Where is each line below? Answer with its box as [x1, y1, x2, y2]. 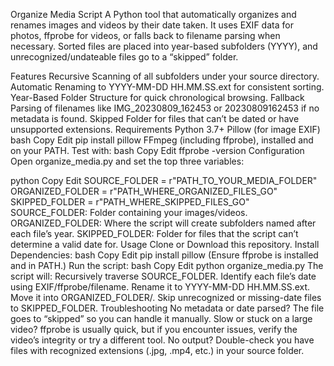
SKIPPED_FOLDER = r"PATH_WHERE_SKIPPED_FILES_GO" [10, 196, 250, 208]
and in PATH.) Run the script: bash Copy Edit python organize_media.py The [10, 260, 324, 271]
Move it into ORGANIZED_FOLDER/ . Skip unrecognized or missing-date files [10, 292, 322, 303]
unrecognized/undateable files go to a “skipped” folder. [10, 51, 239, 63]
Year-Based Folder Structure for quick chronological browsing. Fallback [10, 92, 305, 103]
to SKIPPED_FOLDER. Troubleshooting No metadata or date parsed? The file [10, 302, 325, 314]
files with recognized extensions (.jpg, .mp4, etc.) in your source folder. [10, 345, 305, 356]
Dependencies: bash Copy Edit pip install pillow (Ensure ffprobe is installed [10, 249, 319, 261]
